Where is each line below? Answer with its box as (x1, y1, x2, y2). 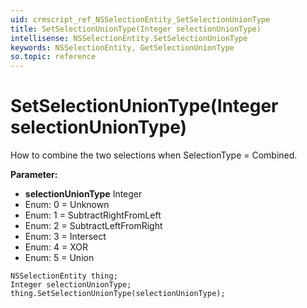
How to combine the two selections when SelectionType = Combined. (10, 149, 298, 161)
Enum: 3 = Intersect (24, 231, 107, 243)
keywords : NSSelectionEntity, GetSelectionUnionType (10, 42, 235, 53)
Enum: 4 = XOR (24, 241, 88, 253)
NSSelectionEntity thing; (10, 271, 118, 281)
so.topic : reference (10, 52, 97, 62)
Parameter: (10, 169, 58, 181)
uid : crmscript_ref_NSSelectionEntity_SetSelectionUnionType (10, 14, 271, 25)
